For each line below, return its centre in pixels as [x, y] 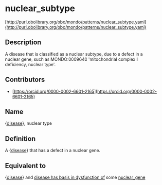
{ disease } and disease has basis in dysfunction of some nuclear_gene [75, 177]
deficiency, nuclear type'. [30, 64]
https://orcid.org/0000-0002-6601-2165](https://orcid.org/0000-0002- [85, 91]
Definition [20, 139]
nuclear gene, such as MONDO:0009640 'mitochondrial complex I [71, 59]
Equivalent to [26, 166]
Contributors [25, 80]
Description [23, 42]
